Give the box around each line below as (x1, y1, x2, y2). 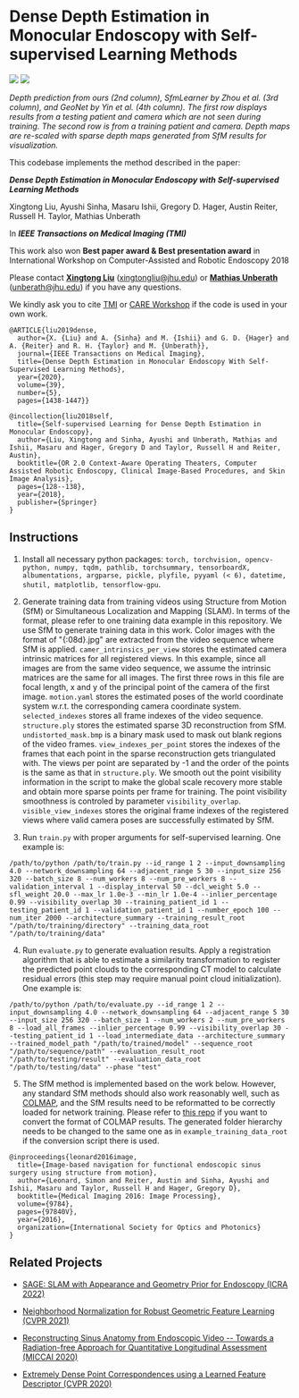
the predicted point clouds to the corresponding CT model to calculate (21, 964, 282, 974)
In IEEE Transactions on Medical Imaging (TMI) (9, 228, 187, 239)
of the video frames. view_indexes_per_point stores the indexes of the (21, 738, 281, 749)
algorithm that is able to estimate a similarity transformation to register (21, 954, 281, 964)
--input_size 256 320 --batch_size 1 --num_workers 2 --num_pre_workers (9, 1015, 286, 1024)
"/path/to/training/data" (9, 929, 105, 938)
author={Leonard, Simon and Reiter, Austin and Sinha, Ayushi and (17, 1175, 270, 1185)
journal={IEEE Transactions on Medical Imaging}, (17, 349, 205, 358)
